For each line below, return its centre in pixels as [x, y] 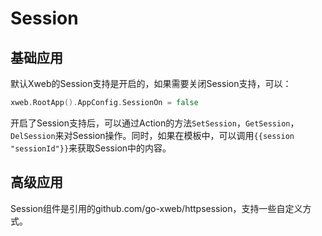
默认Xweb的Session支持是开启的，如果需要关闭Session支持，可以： [151, 83]
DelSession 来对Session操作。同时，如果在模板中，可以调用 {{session [152, 135]
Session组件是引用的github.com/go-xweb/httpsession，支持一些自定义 [156, 208]
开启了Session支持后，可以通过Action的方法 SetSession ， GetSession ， [155, 123]
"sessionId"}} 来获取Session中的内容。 [91, 148]
